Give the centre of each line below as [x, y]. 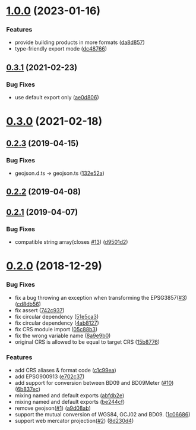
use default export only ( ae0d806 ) [57, 98]
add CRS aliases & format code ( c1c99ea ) [66, 370]
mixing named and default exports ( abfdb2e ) [69, 395]
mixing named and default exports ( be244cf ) [70, 401]
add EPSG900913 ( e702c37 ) [50, 376]
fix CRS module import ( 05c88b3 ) [56, 329]
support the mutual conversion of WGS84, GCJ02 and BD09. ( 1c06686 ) [102, 414]
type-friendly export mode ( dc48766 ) [61, 49]
